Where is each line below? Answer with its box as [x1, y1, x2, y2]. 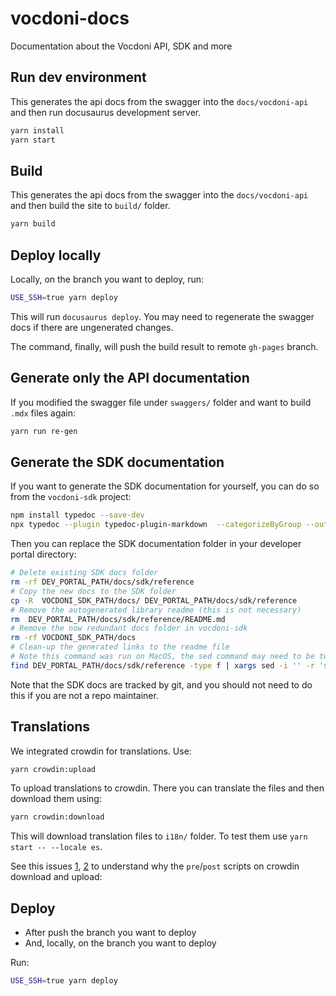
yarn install [10, 125, 65, 136]
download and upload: [10, 871, 103, 883]
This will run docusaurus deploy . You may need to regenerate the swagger [10, 310, 315, 322]
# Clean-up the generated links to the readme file [10, 642, 230, 652]
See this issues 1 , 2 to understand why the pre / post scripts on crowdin [10, 860, 300, 872]
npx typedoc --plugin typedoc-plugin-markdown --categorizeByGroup [10, 520, 302, 530]
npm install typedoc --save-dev [10, 510, 145, 521]
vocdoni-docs [10, 7, 130, 30]
